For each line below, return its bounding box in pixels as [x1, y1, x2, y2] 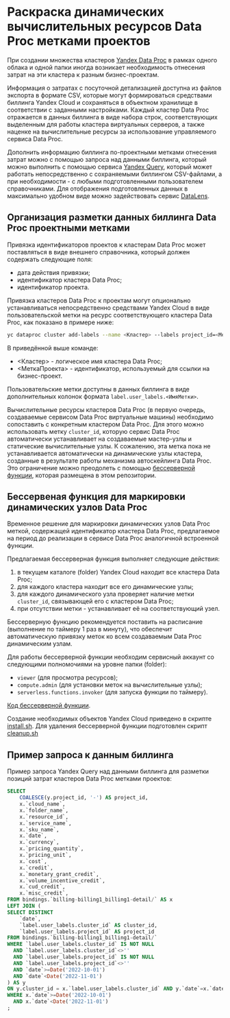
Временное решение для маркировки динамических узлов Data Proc [7, 520, 211, 528]
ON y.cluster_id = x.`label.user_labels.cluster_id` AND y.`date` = [7, 985, 204, 993]
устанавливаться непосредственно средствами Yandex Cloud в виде [7, 303, 210, 312]
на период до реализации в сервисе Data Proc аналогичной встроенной [7, 534, 219, 542]
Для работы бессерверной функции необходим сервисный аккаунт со [7, 653, 214, 662]
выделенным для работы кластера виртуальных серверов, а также [7, 120, 205, 128]
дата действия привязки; [16, 268, 90, 276]
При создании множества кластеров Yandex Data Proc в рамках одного [7, 56, 218, 64]
